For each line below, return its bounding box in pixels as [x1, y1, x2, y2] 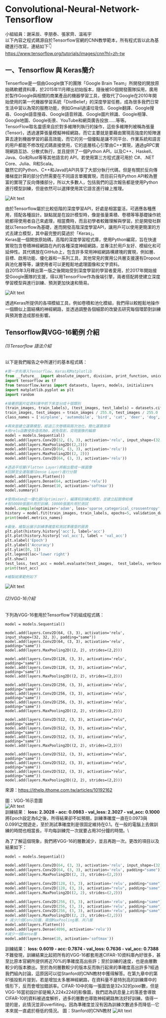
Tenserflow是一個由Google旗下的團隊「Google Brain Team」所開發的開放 [5, 80, 155, 86]
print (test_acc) [5, 565, 39, 570]
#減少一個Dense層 [5, 931, 37, 936]
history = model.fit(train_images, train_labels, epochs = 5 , [5, 510, 132, 515]
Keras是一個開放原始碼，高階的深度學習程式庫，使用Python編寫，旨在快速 [5, 236, 157, 242]
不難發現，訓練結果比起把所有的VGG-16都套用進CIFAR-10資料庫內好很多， [5, 952, 157, 958]
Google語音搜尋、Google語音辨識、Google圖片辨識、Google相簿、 [13, 111, 151, 117]
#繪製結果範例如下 [5, 574, 37, 580]
